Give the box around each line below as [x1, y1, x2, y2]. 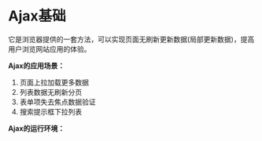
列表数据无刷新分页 [19, 87, 83, 96]
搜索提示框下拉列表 [19, 107, 83, 116]
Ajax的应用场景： [8, 60, 65, 70]
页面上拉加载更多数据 [19, 78, 89, 87]
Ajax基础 [8, 7, 66, 25]
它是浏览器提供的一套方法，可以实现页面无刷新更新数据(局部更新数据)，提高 [8, 34, 255, 44]
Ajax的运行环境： [8, 123, 65, 133]
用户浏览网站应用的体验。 [8, 44, 91, 53]
